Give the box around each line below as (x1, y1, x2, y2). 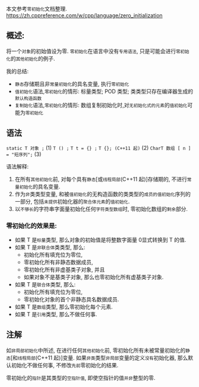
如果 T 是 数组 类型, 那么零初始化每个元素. (14, 303, 113, 310)
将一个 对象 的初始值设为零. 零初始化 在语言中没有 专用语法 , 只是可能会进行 (6, 47, 176, 55)
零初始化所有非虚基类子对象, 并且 (23, 266, 105, 273)
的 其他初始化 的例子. (10, 55, 55, 62)
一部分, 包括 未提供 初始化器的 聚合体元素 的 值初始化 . (14, 198, 130, 205)
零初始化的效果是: (6, 221, 58, 230)
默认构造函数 (14, 95, 42, 101)
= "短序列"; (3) (6, 151, 42, 158)
